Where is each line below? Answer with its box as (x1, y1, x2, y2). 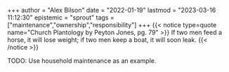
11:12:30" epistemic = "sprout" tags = (7, 13, 115, 22)
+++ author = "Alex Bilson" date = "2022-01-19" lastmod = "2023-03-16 (7, 6, 216, 14)
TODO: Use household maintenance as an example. (7, 57, 157, 65)
